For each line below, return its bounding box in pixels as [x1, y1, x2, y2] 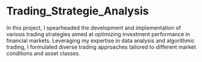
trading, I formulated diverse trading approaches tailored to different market [6, 43, 197, 51]
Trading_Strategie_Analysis [6, 4, 149, 18]
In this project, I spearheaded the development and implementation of [6, 24, 181, 31]
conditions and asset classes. [6, 49, 81, 57]
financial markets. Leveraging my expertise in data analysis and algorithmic [6, 37, 195, 44]
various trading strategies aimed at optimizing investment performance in [6, 30, 190, 37]
